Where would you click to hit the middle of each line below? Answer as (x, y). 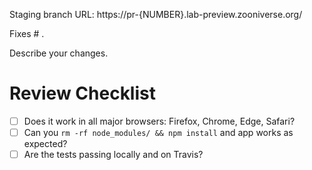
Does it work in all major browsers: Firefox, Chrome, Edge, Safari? (159, 121)
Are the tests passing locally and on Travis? (113, 155)
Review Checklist (82, 93)
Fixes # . (27, 33)
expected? (45, 144)
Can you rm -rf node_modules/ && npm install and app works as (158, 132)
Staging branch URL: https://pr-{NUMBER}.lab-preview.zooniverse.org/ (156, 14)
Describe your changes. (59, 53)
